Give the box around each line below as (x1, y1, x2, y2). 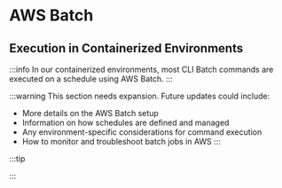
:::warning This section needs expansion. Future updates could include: (9, 90, 270, 101)
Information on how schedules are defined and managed (21, 117, 230, 128)
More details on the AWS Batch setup (21, 108, 160, 118)
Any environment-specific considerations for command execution (21, 127, 262, 137)
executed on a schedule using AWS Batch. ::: (9, 74, 173, 84)
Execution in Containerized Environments (9, 41, 244, 56)
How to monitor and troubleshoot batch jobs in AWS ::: (21, 137, 222, 146)
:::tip (9, 153, 26, 164)
